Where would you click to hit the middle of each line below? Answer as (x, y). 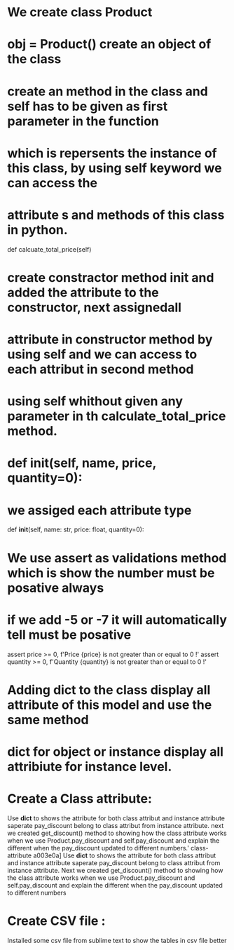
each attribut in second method (101, 369)
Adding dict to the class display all (109, 690)
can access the (53, 183)
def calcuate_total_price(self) (49, 249)
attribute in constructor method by (110, 340)
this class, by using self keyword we (115, 168)
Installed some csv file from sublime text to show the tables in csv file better (117, 940)
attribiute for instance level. (90, 767)
